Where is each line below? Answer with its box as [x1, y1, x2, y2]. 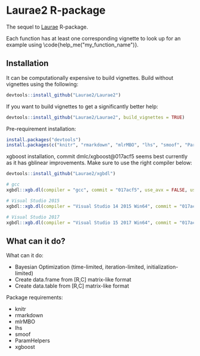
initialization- [146, 263, 179, 271]
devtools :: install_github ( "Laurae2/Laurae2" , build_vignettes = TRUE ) [6, 114, 185, 120]
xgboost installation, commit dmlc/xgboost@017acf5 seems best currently [6, 153, 188, 160]
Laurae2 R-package [6, 4, 106, 17]
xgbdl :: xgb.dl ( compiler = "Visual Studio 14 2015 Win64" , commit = [6, 203, 177, 209]
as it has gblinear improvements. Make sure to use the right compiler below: [6, 159, 192, 167]
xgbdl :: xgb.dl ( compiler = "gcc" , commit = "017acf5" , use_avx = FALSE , [6, 187, 187, 193]
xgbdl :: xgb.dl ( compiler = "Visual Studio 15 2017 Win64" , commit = [6, 220, 177, 226]
